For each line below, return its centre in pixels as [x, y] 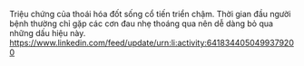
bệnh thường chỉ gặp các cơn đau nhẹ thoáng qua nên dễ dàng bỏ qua [142, 24]
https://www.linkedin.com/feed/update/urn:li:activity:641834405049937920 [152, 42]
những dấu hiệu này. [48, 33]
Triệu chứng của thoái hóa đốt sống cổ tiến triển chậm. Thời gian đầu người [150, 14]
